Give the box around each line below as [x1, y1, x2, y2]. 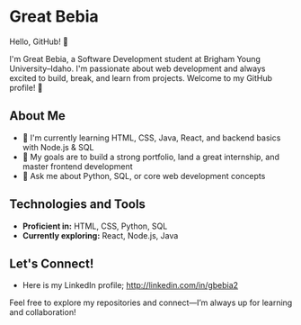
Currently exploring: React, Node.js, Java [22, 230, 179, 240]
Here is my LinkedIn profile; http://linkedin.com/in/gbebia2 [22, 280, 239, 291]
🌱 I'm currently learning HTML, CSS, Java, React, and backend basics [22, 132, 281, 143]
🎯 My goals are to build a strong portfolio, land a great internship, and [22, 151, 280, 162]
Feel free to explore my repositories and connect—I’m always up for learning [9, 297, 293, 308]
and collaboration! [9, 307, 76, 318]
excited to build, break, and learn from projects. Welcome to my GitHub [9, 72, 272, 83]
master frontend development [22, 160, 133, 172]
